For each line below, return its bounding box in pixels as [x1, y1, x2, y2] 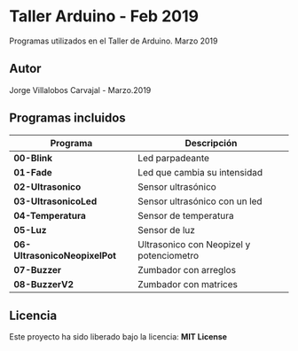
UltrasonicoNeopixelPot [13, 249, 117, 261]
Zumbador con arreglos [137, 263, 237, 276]
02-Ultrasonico [13, 180, 82, 192]
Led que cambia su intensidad [137, 166, 263, 178]
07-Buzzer [13, 263, 62, 276]
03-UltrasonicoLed [13, 195, 98, 207]
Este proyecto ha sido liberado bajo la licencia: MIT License [9, 331, 228, 342]
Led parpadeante [137, 152, 210, 164]
